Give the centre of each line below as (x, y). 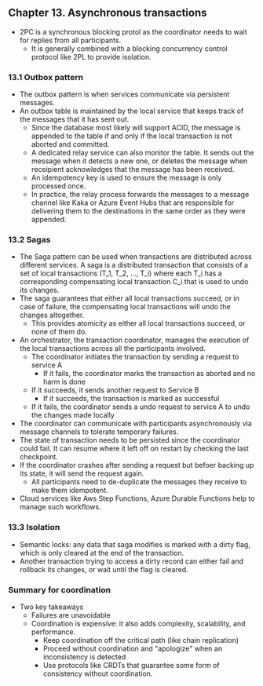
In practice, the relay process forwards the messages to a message (140, 195)
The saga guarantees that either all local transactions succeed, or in (129, 298)
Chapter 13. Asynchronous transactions (108, 13)
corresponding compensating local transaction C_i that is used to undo (134, 282)
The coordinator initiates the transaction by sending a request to (135, 357)
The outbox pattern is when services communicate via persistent (124, 94)
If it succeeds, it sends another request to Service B (115, 390)
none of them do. (59, 332)
